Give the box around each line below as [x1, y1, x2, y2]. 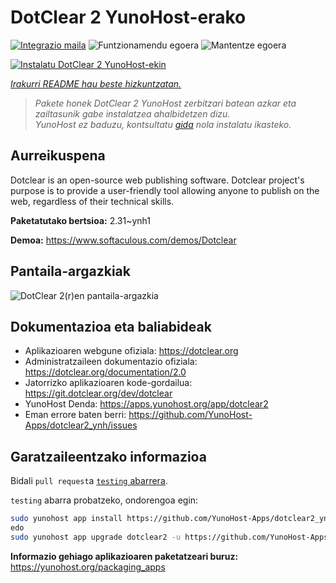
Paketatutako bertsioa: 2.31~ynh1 [10, 214, 151, 226]
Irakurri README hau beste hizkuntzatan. [10, 77, 182, 90]
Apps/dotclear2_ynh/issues [24, 419, 138, 431]
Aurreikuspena [10, 147, 106, 165]
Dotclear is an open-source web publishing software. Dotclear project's [10, 174, 305, 186]
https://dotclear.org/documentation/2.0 [24, 366, 187, 378]
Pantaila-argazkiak [10, 263, 131, 280]
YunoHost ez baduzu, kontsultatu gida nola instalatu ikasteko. [34, 118, 292, 130]
